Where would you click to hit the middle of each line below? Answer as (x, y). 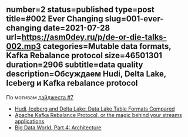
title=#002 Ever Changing (55, 19)
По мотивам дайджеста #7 (40, 97)
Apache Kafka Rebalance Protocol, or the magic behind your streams (98, 115)
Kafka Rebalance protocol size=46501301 (84, 56)
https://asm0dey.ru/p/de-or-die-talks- (94, 37)
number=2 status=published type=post (80, 10)
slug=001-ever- (134, 19)
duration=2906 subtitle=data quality (75, 65)
